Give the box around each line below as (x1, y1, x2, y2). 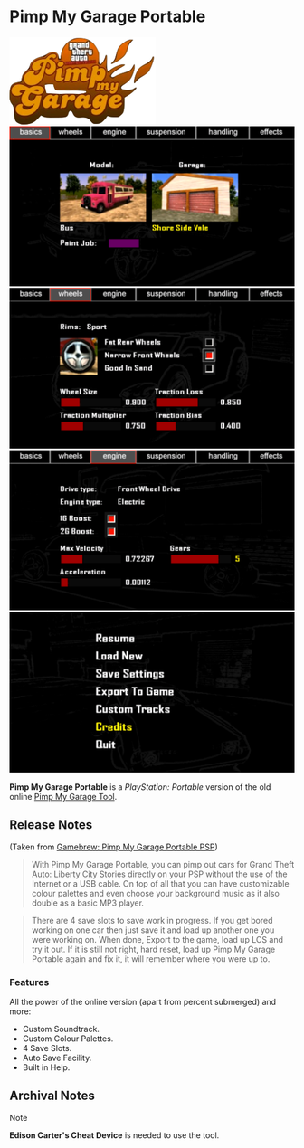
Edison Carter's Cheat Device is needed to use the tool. (9, 1129, 220, 1141)
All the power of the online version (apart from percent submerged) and (9, 997, 277, 1008)
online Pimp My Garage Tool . (9, 791, 118, 802)
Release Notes (9, 817, 93, 833)
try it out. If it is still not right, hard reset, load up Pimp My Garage (31, 944, 276, 954)
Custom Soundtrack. (22, 1024, 100, 1035)
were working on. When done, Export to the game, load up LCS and (31, 934, 283, 944)
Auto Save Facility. (22, 1052, 92, 1064)
